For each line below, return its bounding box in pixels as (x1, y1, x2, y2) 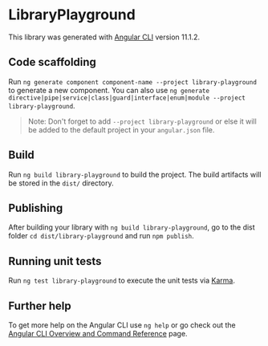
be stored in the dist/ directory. (8, 178, 114, 188)
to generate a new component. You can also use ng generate (8, 85, 210, 95)
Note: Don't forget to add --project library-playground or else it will (27, 116, 257, 126)
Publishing (8, 201, 63, 214)
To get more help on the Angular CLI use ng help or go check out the (8, 320, 236, 330)
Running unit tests (8, 254, 102, 268)
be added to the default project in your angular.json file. (27, 124, 215, 134)
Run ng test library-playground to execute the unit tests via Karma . (8, 275, 235, 286)
